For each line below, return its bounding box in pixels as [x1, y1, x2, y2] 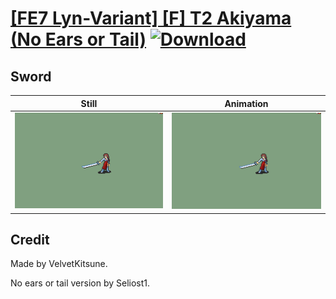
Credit [10, 231, 50, 248]
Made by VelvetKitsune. [10, 258, 108, 270]
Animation [224, 97, 269, 109]
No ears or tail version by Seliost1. [10, 277, 151, 289]
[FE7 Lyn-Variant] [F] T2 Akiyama [10, 7, 292, 30]
